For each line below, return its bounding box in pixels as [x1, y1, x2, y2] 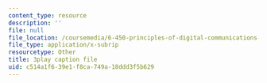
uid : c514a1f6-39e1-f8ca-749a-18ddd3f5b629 [8, 63, 155, 71]
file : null [8, 26, 44, 34]
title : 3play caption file [8, 56, 98, 64]
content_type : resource [8, 11, 87, 20]
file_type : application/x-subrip [8, 41, 119, 49]
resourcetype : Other [8, 48, 77, 56]
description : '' [8, 19, 62, 27]
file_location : [8, 33, 59, 42]
